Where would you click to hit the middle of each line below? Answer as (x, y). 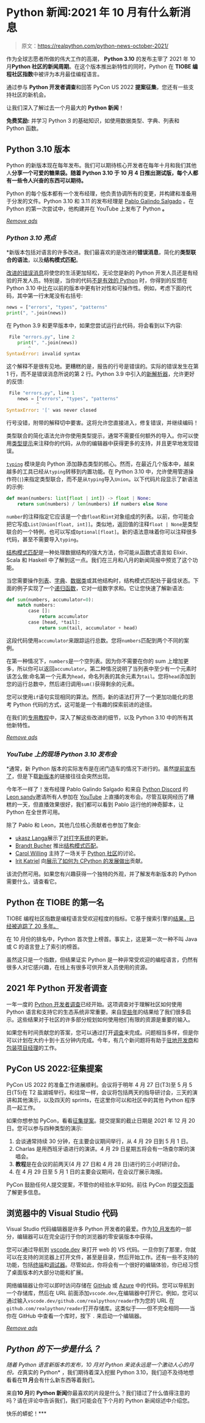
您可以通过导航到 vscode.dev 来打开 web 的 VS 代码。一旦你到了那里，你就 (101, 1250)
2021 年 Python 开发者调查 (57, 988)
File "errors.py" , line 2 (42, 337)
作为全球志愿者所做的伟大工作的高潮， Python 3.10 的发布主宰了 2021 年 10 (101, 59)
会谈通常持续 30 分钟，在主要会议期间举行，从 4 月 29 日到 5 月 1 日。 (103, 1141)
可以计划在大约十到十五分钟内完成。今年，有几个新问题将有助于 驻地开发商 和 (103, 1040)
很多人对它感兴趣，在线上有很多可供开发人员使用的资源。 (78, 967)
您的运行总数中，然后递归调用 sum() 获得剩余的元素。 (72, 683)
